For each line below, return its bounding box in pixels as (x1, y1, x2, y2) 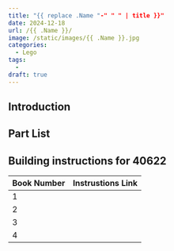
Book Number (12, 178, 66, 189)
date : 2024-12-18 (8, 19, 66, 27)
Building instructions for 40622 (8, 154, 167, 168)
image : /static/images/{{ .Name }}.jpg (8, 33, 140, 42)
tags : (8, 56, 26, 64)
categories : (8, 41, 47, 49)
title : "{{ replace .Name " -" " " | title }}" (8, 11, 165, 20)
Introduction (8, 100, 71, 114)
